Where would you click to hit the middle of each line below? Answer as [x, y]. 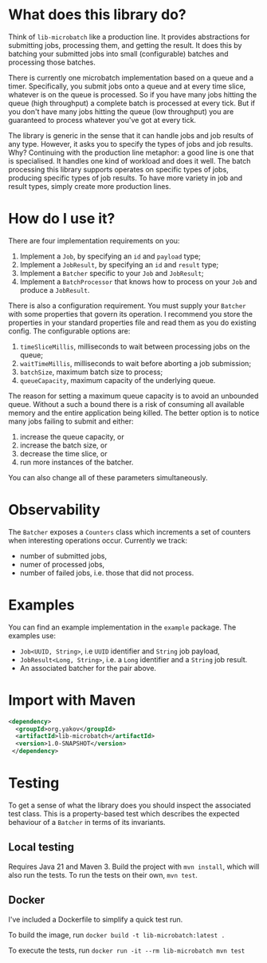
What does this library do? [98, 15]
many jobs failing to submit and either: [71, 421]
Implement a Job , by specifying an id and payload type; [110, 256]
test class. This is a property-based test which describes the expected [124, 814]
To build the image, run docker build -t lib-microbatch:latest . [117, 934]
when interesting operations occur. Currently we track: [98, 540]
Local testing [41, 847]
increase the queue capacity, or [72, 436]
